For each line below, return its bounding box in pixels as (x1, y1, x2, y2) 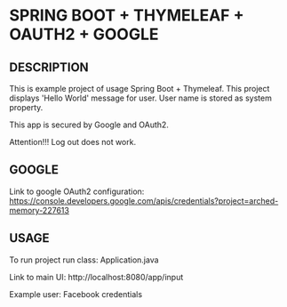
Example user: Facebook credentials (9, 288, 143, 299)
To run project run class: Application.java (9, 254, 159, 265)
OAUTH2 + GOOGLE (9, 24, 159, 44)
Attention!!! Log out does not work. (9, 137, 136, 147)
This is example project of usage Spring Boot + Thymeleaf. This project (9, 84, 270, 93)
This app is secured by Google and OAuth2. (9, 119, 169, 130)
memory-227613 (9, 205, 69, 215)
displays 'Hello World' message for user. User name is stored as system (9, 93, 273, 103)
